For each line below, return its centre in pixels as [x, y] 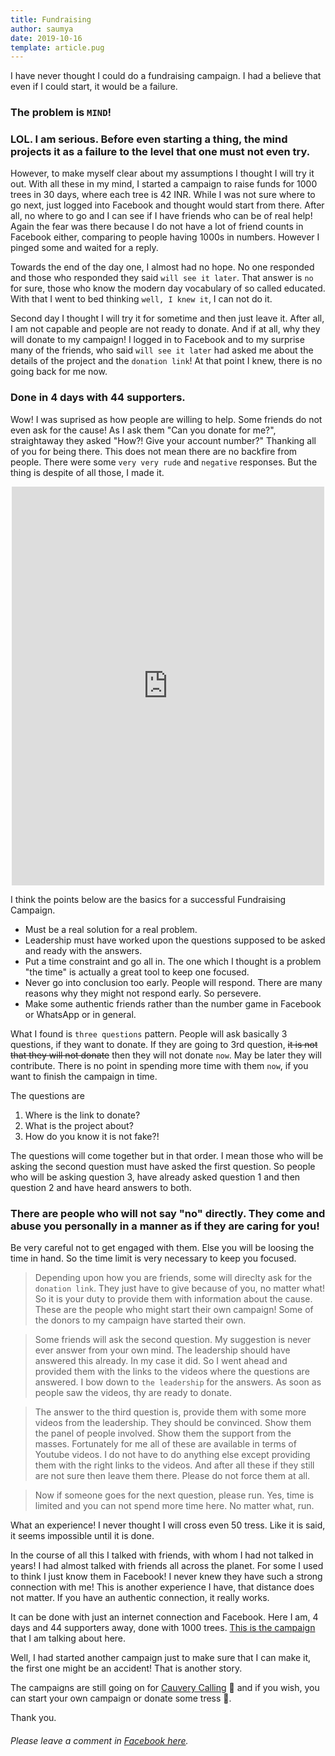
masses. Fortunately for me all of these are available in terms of [165, 1444]
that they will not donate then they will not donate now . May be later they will [166, 1055]
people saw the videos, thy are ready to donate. [133, 1393]
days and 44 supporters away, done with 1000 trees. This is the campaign [163, 1628]
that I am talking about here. [68, 1638]
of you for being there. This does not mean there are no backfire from [154, 451]
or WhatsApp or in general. [80, 1014]
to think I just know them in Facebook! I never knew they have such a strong [166, 1577]
